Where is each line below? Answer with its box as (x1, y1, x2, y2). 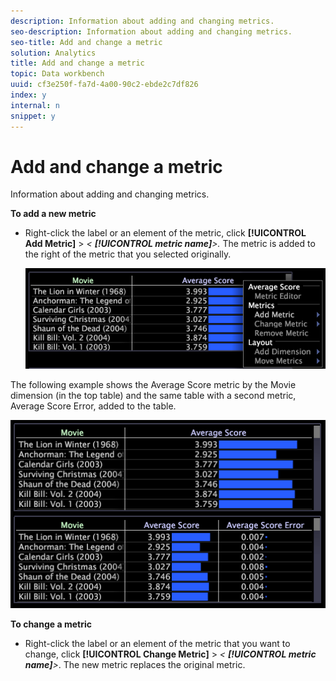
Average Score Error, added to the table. (10, 400, 177, 412)
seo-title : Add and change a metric (10, 37, 163, 47)
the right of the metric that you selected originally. (24, 248, 232, 260)
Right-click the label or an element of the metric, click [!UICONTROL (24, 227, 307, 239)
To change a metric (10, 618, 92, 630)
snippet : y (10, 111, 56, 121)
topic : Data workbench (10, 69, 105, 79)
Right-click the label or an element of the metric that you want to (24, 637, 291, 649)
